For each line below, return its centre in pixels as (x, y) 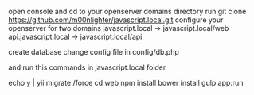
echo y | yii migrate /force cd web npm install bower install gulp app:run (126, 83)
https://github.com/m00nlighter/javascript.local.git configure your (116, 20)
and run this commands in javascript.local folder (87, 67)
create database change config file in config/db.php (94, 52)
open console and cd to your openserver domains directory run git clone (127, 11)
